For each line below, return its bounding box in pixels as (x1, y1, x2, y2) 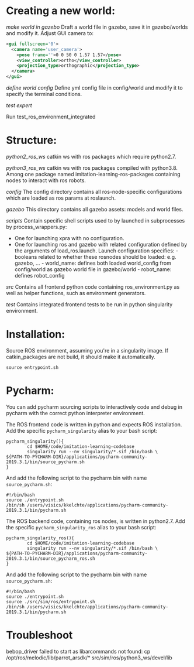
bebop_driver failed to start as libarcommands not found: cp (6, 648, 151, 655)
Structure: (6, 134, 57, 147)
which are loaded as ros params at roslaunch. (6, 194, 116, 201)
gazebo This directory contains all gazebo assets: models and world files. (6, 206, 183, 213)
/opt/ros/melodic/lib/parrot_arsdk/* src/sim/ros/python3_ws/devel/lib (6, 654, 172, 661)
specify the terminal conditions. (6, 91, 82, 98)
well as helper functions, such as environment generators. (6, 290, 146, 296)
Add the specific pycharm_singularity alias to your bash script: (6, 427, 158, 434)
